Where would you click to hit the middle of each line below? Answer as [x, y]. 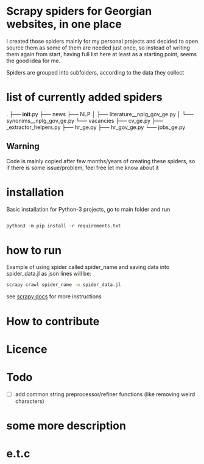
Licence [27, 349]
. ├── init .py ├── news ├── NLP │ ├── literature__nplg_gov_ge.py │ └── [100, 114]
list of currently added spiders [84, 98]
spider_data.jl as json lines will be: [49, 274]
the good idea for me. [33, 61]
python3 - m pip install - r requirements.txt [64, 226]
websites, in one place [64, 24]
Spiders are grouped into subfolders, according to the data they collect [95, 72]
